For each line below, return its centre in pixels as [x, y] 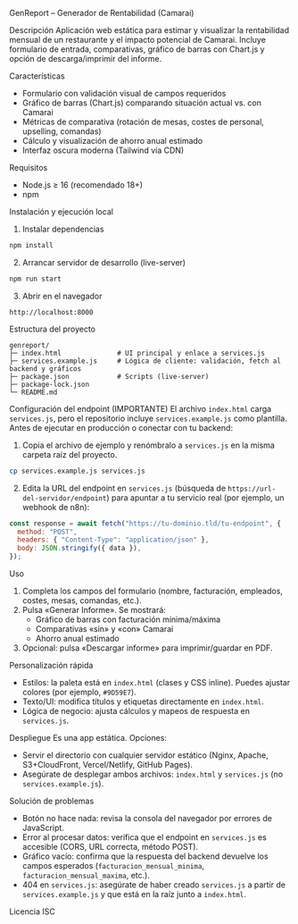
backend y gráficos [46, 369]
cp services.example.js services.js [77, 471]
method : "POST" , [47, 532]
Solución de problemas [52, 801]
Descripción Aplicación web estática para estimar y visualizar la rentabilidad [149, 30]
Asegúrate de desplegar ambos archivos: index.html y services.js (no [153, 774]
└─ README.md [33, 392]
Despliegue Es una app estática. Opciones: [88, 738]
